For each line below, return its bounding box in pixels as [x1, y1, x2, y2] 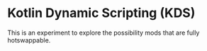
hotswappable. [7, 35, 51, 44]
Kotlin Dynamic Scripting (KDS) [7, 5, 196, 21]
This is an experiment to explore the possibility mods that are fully [7, 28, 200, 37]
